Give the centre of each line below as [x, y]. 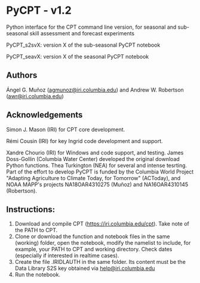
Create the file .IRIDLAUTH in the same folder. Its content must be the [100, 262]
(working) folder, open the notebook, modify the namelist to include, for [103, 243]
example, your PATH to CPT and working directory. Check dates [93, 249]
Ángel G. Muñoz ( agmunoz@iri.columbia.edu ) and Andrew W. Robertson [95, 90]
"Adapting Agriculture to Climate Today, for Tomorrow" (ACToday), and [93, 178]
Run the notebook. [38, 275]
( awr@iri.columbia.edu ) [35, 96]
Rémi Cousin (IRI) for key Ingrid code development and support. [84, 141]
